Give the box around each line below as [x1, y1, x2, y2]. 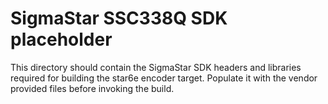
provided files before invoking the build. [10, 82, 175, 94]
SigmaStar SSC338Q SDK [10, 7, 228, 30]
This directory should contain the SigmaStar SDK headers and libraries [10, 61, 302, 73]
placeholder [10, 28, 113, 51]
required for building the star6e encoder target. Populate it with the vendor [10, 72, 318, 84]
